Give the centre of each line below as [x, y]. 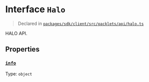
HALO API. [16, 33]
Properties [22, 49]
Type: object [19, 74]
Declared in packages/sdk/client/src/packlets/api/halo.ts [81, 23]
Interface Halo [35, 9]
